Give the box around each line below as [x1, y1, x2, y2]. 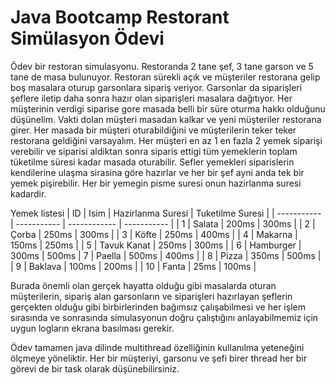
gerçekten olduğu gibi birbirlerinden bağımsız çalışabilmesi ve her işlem [10, 301, 306, 313]
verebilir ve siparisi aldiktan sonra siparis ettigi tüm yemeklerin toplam [10, 145, 298, 157]
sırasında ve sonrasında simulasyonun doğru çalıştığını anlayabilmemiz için [10, 311, 319, 323]
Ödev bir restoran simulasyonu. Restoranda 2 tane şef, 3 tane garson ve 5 [10, 60, 314, 72]
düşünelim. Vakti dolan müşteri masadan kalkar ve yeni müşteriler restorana [10, 113, 322, 125]
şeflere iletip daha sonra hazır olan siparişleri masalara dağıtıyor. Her [10, 92, 293, 104]
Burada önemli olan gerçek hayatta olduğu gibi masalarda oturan [10, 279, 277, 291]
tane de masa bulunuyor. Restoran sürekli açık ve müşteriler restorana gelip [10, 71, 321, 83]
